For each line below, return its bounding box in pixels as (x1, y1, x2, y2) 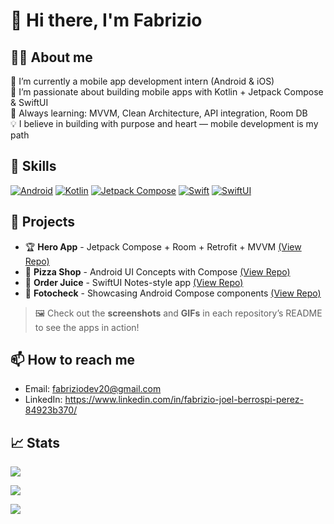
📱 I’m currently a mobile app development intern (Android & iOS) (10, 75, 275, 87)
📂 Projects (10, 214, 76, 231)
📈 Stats (10, 434, 61, 451)
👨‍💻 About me (10, 49, 93, 66)
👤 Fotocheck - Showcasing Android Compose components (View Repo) (24, 287, 322, 299)
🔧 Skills (10, 158, 57, 175)
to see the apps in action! (34, 321, 140, 333)
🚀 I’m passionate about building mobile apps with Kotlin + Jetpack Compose (10, 86, 324, 98)
